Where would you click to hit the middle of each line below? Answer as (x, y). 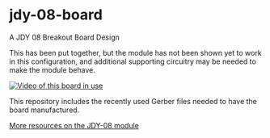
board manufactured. (44, 110)
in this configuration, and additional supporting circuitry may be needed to (133, 61)
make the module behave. (53, 69)
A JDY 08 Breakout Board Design (65, 37)
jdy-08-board (56, 15)
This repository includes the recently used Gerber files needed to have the (133, 101)
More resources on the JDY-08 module (74, 125)
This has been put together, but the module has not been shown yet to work (135, 52)
